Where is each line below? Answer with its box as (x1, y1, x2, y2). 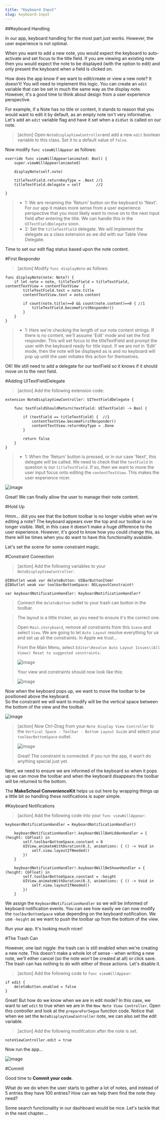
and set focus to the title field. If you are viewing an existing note (22, 55, 155, 61)
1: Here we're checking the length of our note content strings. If (24, 327, 155, 333)
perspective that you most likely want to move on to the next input (24, 210, 160, 216)
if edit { (5, 980, 26, 985)
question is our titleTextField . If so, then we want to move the (24, 464, 155, 470)
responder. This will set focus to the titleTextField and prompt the (24, 337, 158, 343)
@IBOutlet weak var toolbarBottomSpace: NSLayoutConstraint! (5, 582, 134, 587)
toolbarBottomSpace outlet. (17, 733, 72, 739)
